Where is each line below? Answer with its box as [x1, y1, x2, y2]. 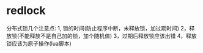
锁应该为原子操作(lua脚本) [6, 40, 72, 47]
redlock [6, 4, 46, 18]
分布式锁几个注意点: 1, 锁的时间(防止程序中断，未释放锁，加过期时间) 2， [6, 24, 190, 32]
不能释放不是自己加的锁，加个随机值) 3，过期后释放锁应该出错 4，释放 [19, 32, 197, 40]
